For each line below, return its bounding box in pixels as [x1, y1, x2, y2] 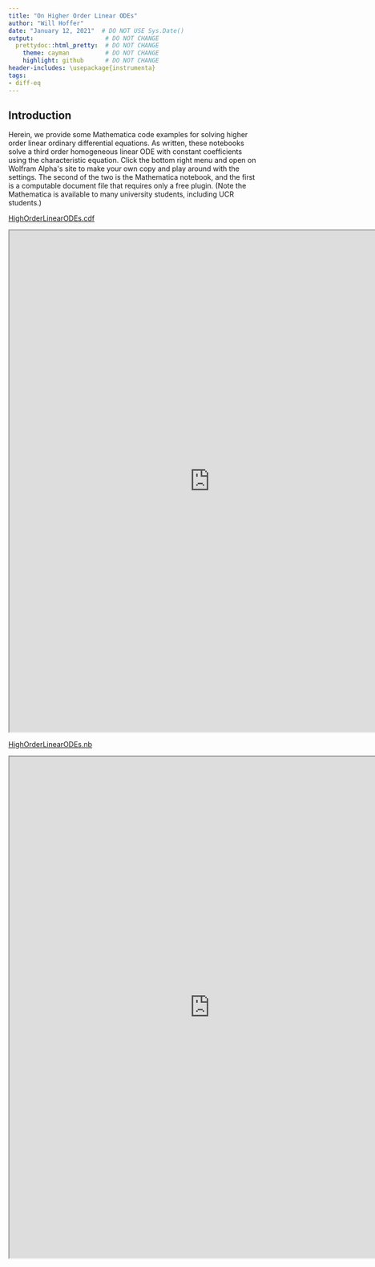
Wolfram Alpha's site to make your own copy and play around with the [8, 164, 240, 173]
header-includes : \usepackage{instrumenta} [8, 64, 156, 72]
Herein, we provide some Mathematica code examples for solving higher [8, 130, 248, 140]
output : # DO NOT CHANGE [8, 34, 159, 43]
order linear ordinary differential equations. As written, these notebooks [8, 138, 244, 148]
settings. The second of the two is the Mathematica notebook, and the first [8, 173, 256, 182]
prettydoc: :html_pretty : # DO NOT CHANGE [15, 42, 159, 50]
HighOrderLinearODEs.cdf [8, 213, 95, 223]
